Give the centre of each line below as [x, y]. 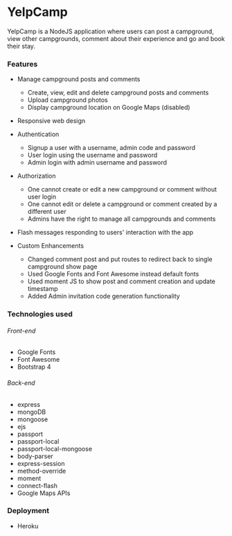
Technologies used [40, 315]
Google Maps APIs [44, 493]
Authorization [37, 176]
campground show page [63, 267]
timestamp [43, 289]
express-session [41, 463]
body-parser [35, 456]
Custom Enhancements [51, 246]
